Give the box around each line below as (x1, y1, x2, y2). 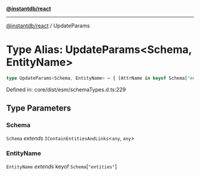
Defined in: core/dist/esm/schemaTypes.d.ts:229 (6, 86, 126, 93)
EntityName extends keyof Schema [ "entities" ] (6, 163, 117, 170)
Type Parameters (6, 103, 71, 114)
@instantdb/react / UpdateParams (6, 22, 90, 29)
